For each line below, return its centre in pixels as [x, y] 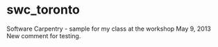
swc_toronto [43, 10]
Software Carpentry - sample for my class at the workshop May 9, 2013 [109, 29]
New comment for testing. [44, 35]
